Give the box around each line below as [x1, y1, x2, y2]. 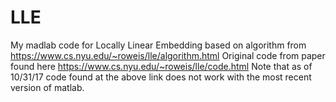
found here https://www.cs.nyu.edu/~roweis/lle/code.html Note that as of [10, 60, 313, 72]
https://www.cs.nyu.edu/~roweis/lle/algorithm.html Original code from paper [10, 49, 326, 61]
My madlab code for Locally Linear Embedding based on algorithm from [10, 39, 307, 51]
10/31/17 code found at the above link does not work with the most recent [10, 71, 312, 83]
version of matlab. [10, 81, 85, 93]
